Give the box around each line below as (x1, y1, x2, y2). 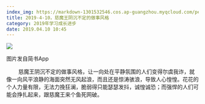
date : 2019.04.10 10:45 (6, 26, 67, 32)
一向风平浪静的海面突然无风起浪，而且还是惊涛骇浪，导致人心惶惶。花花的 (11, 76, 199, 83)
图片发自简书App (6, 55, 49, 62)
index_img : (6, 9, 34, 15)
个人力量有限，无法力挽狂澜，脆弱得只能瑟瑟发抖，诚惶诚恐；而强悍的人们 (6, 83, 193, 91)
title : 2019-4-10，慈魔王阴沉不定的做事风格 (6, 15, 110, 21)
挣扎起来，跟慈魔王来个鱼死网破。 (16, 91, 103, 98)
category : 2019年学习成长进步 (6, 20, 77, 26)
